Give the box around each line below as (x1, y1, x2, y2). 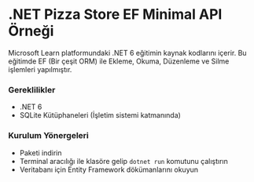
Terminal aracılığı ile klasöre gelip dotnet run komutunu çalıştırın (19, 156, 228, 166)
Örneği (8, 22, 54, 40)
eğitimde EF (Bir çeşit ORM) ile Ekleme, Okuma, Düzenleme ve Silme (8, 56, 230, 66)
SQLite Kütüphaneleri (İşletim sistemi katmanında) (19, 111, 181, 120)
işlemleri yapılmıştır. (8, 64, 72, 74)
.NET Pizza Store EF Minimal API (8, 5, 223, 24)
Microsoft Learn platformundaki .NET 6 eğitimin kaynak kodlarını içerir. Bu (8, 48, 247, 57)
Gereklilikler (8, 84, 56, 95)
